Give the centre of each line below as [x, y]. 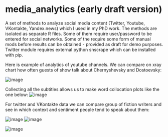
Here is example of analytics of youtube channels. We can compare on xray [83, 64]
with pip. [14, 55]
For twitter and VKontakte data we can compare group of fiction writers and [83, 104]
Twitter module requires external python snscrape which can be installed [80, 49]
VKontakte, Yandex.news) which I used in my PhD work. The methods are [81, 28]
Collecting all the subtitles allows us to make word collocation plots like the [82, 89]
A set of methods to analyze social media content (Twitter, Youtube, [75, 23]
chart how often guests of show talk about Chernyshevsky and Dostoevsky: [83, 70]
